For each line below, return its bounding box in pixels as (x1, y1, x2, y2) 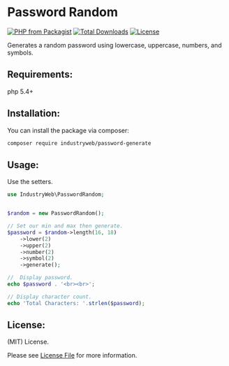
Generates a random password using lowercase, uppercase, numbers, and (7, 41, 222, 49)
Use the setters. (7, 178, 54, 186)
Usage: (7, 159, 40, 171)
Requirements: (7, 69, 73, 80)
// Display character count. (7, 293, 92, 300)
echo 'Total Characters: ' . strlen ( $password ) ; (7, 300, 145, 307)
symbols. (7, 48, 34, 57)
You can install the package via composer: (7, 126, 129, 134)
